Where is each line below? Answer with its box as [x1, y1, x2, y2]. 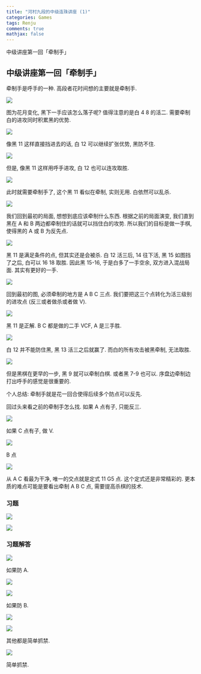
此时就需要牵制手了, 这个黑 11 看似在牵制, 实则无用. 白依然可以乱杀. [6, 188, 172, 195]
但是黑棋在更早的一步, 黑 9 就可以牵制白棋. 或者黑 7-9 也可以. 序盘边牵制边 [6, 370, 191, 377]
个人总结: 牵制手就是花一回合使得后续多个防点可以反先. [6, 390, 143, 397]
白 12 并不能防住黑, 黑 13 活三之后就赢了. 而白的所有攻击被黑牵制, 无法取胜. [6, 346, 191, 353]
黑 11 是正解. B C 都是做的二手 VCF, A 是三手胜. [6, 322, 122, 329]
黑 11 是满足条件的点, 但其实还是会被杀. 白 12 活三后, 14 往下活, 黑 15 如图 [6, 251, 186, 258]
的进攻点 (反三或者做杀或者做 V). [6, 298, 87, 305]
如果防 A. [6, 566, 29, 574]
